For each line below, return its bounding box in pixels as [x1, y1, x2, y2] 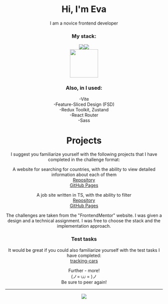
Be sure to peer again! [61, 279, 107, 285]
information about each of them [51, 172, 116, 178]
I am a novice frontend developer [49, 20, 118, 26]
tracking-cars [69, 257, 98, 264]
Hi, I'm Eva [61, 4, 106, 15]
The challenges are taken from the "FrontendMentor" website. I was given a [5, 212, 162, 219]
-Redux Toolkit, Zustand [59, 106, 109, 112]
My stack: [71, 33, 96, 40]
